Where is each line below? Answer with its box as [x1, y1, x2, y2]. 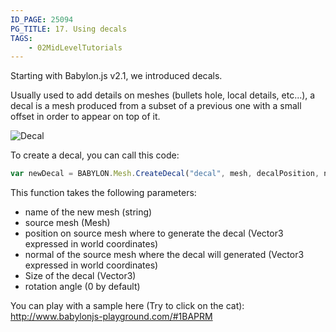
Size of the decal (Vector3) [24, 270, 137, 282]
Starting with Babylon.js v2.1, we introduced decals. [10, 70, 223, 82]
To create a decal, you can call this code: [10, 149, 180, 161]
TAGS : [10, 33, 33, 43]
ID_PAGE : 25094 [10, 14, 74, 25]
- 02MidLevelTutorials [28, 42, 123, 53]
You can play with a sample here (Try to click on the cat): [10, 300, 245, 312]
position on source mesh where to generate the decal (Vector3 [24, 227, 284, 240]
